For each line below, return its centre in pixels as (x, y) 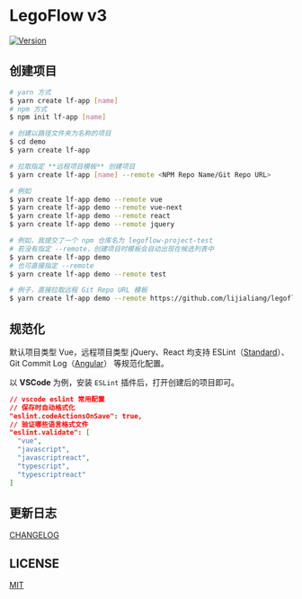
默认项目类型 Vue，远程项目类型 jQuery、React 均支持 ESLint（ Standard (143, 352)
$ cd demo (28, 142)
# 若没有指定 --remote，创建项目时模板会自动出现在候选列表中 (112, 249)
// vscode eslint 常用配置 (57, 399)
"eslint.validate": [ (50, 433)
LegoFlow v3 (58, 16)
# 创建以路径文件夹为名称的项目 (60, 134)
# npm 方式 (28, 109)
